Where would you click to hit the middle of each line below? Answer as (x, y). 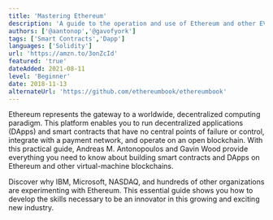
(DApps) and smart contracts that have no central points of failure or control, (136, 132)
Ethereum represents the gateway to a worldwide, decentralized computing (134, 114)
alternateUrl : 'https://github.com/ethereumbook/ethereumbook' (118, 91)
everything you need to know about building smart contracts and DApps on (134, 157)
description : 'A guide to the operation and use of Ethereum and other (132, 24)
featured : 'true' (38, 62)
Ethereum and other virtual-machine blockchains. (91, 166)
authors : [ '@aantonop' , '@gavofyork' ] (72, 31)
